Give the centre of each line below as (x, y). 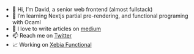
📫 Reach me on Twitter (42, 35)
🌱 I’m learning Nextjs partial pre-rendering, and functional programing (100, 16)
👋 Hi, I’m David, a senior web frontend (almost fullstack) (82, 9)
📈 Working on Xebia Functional (52, 45)
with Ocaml (26, 22)
